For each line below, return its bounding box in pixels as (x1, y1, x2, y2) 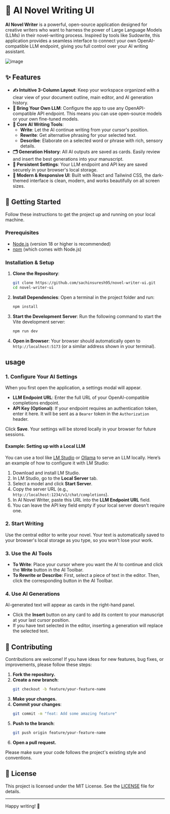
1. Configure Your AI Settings (5, 373, 77, 380)
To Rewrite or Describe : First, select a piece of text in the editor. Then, (12, 572, 160, 578)
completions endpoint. (12, 400, 60, 406)
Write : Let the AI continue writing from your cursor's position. (20, 127, 149, 133)
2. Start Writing (5, 520, 44, 527)
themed (12, 178, 29, 184)
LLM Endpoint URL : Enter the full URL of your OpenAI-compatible (12, 394, 149, 401)
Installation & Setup (5, 259, 55, 266)
